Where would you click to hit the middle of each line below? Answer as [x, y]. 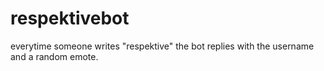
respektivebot [70, 18]
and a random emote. [54, 56]
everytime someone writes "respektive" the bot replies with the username [162, 46]
